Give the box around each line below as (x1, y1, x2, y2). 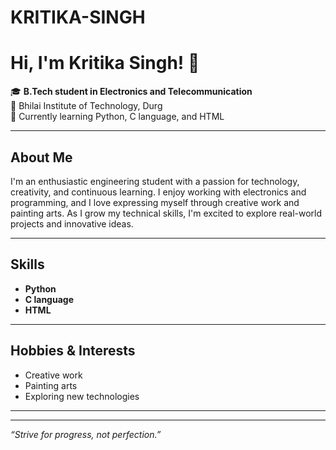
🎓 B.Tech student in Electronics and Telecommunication (10, 86, 253, 98)
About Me (10, 149, 73, 166)
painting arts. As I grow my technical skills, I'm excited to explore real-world (10, 207, 323, 219)
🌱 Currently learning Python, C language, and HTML (10, 111, 225, 123)
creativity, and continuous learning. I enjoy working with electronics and (10, 186, 307, 198)
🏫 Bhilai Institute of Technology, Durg (10, 100, 163, 112)
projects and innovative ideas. (10, 217, 134, 230)
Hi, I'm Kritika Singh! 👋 (10, 52, 200, 75)
